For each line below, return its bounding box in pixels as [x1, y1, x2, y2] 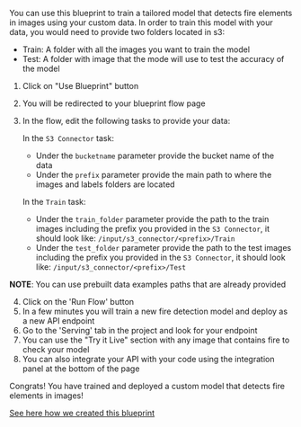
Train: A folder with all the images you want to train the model [22, 44, 250, 55]
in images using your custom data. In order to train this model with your [9, 17, 274, 28]
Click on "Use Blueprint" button [22, 81, 139, 91]
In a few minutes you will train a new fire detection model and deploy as [22, 306, 288, 316]
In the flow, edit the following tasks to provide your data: [22, 116, 231, 126]
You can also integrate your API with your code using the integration [22, 354, 275, 364]
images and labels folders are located [35, 179, 175, 190]
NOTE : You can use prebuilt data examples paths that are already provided [9, 279, 287, 289]
